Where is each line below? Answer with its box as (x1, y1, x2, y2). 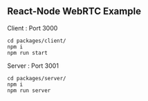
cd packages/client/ (7, 37, 67, 44)
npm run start (7, 49, 48, 56)
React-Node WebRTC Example (7, 6, 142, 17)
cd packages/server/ (7, 75, 67, 82)
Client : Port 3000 (7, 24, 58, 32)
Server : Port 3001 (7, 62, 59, 70)
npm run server (7, 86, 51, 94)
